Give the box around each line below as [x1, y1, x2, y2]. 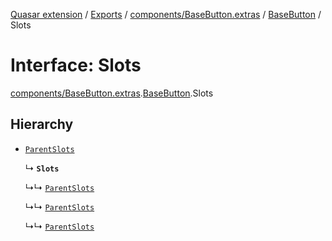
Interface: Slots [10, 54, 142, 77]
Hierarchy [10, 116, 74, 133]
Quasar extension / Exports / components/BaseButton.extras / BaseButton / [10, 9, 322, 20]
